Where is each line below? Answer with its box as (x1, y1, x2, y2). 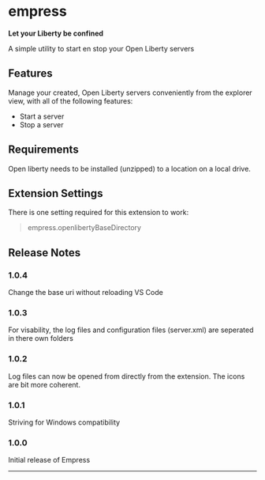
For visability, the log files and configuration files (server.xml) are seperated (8, 325, 254, 334)
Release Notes (8, 246, 81, 259)
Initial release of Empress (8, 455, 91, 465)
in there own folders (8, 334, 73, 343)
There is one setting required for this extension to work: (8, 208, 189, 217)
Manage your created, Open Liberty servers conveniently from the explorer (8, 88, 252, 97)
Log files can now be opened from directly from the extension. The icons (8, 371, 245, 381)
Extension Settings (8, 187, 103, 200)
